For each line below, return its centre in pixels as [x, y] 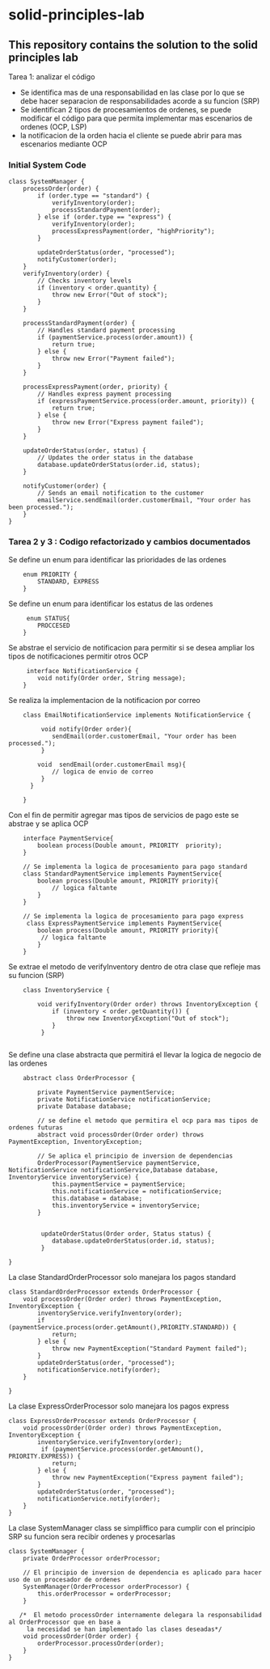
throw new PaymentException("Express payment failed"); [148, 1477]
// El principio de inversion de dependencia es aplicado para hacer [143, 1572]
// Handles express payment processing [105, 394]
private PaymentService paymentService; [106, 1092]
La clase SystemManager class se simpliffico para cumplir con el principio [132, 1527]
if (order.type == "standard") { [94, 196]
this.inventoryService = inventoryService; [126, 1205]
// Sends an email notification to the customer [121, 493]
